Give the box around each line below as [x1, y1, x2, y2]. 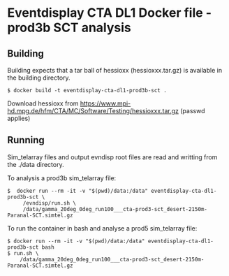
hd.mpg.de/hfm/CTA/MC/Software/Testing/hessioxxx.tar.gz [7, 107, 179, 115]
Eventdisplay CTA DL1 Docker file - [7, 5, 212, 21]
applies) [7, 114, 31, 122]
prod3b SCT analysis [7, 20, 131, 36]
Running [7, 134, 45, 146]
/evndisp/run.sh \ [22, 199, 77, 207]
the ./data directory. [7, 160, 64, 168]
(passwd [180, 107, 205, 115]
